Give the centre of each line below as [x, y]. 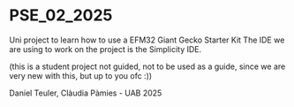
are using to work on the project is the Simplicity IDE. [105, 49]
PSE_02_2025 [61, 15]
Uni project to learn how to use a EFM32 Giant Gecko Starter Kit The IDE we [147, 40]
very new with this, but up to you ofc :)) [81, 75]
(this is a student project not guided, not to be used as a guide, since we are [147, 66]
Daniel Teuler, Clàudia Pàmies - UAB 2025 [86, 93]
